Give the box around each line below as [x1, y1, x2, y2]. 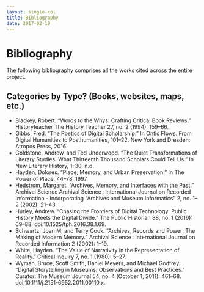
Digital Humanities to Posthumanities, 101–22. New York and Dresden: [15, 136, 191, 144]
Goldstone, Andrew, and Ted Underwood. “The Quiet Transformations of [15, 149, 197, 156]
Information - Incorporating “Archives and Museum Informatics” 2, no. [15, 195, 191, 202]
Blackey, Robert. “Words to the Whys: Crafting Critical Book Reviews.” [15, 117, 191, 124]
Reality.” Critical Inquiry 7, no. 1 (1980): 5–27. [15, 253, 126, 260]
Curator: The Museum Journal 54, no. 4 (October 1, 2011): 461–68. [15, 272, 181, 280]
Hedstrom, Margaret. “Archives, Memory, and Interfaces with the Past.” [15, 181, 194, 189]
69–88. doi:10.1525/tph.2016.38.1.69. [15, 221, 107, 228]
